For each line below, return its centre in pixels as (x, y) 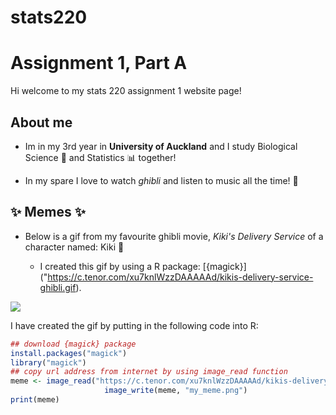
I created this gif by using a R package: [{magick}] (143, 266)
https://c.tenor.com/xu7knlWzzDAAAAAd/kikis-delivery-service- (180, 277)
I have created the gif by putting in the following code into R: (134, 325)
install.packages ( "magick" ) (69, 353)
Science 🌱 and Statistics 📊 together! (100, 157)
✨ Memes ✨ (48, 212)
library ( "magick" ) (48, 362)
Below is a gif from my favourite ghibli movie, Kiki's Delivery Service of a (174, 236)
